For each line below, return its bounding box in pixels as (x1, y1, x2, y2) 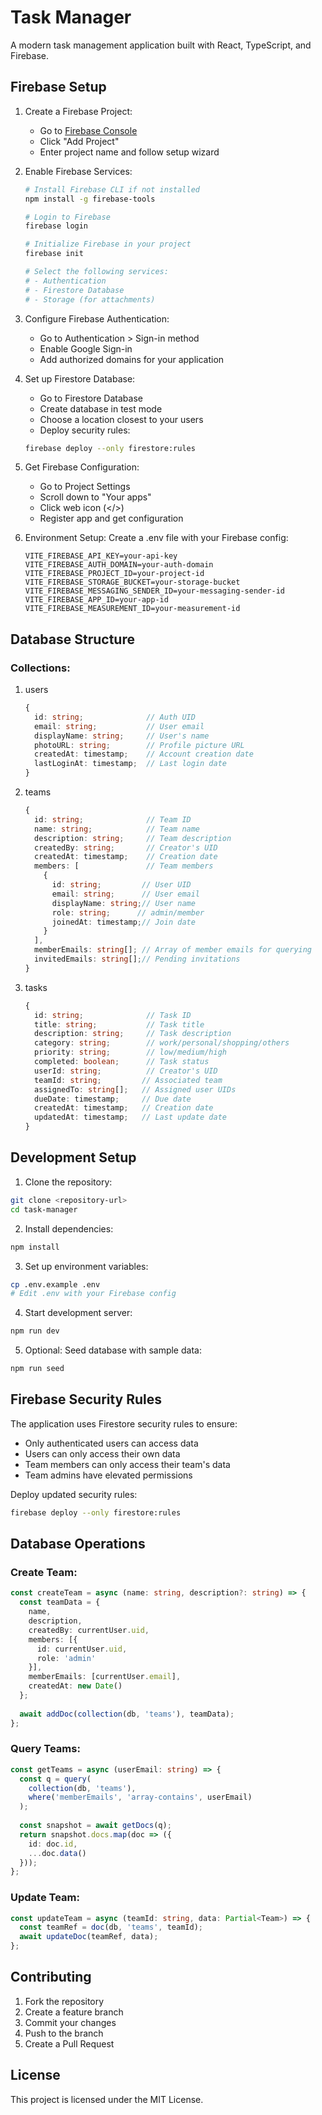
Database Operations (10, 1536, 146, 1553)
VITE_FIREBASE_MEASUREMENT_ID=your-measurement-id (24, 604, 241, 614)
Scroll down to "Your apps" (39, 491, 152, 503)
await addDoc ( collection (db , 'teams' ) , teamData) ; (19, 1709, 235, 1719)
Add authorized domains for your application (39, 353, 225, 365)
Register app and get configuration (39, 512, 184, 525)
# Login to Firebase (24, 212, 111, 222)
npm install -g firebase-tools (24, 194, 156, 204)
